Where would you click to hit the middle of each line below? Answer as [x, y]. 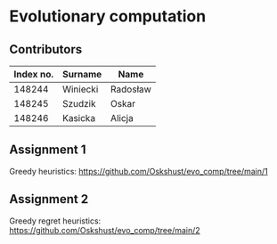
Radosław [130, 89]
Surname [82, 74]
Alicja [122, 118]
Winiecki [80, 89]
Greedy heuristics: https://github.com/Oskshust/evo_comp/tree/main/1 [139, 171]
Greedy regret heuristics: [55, 221]
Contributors [46, 49]
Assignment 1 [48, 150]
